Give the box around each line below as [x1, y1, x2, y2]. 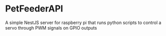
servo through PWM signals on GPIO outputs [5, 24, 97, 30]
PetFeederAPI [5, 3, 63, 14]
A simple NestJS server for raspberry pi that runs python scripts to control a [5, 19, 162, 25]
